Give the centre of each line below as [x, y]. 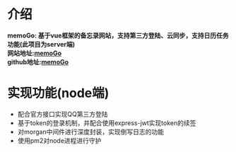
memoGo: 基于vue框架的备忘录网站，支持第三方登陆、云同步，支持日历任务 [118, 35]
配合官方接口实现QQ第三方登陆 [63, 114]
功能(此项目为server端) [41, 44]
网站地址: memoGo [35, 53]
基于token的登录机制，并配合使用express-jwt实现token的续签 [107, 123]
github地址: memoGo [38, 62]
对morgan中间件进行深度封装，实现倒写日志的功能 [91, 131]
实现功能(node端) [58, 93]
